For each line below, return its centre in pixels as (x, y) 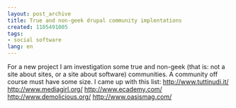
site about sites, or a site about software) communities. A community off (113, 74)
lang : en (20, 47)
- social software (34, 40)
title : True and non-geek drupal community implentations (95, 20)
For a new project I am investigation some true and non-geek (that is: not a (116, 67)
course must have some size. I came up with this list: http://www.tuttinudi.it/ (118, 82)
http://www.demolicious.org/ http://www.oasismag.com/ (90, 97)
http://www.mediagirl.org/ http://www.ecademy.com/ (85, 89)
